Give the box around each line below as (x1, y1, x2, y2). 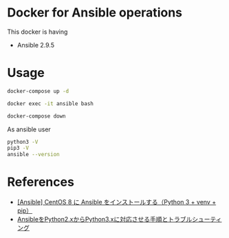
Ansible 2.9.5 (17, 41, 55, 49)
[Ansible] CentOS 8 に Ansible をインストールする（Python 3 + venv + (17, 198, 217, 206)
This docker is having (7, 28, 68, 36)
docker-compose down (7, 112, 67, 120)
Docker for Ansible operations (7, 5, 182, 21)
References (7, 174, 74, 190)
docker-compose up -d (7, 87, 69, 94)
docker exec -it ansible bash (7, 100, 94, 107)
